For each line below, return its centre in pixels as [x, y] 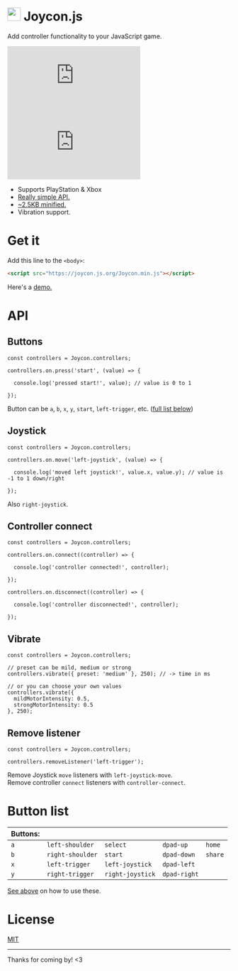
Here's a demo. [30, 287]
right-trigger [70, 874]
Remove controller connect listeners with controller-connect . [97, 782]
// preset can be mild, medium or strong [69, 668]
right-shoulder [72, 855]
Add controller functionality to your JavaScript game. [85, 36]
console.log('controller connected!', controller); [92, 568]
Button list [38, 812]
